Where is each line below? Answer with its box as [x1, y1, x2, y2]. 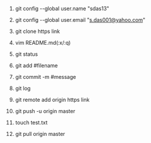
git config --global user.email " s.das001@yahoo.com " [15, 16, 146, 23]
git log [15, 85, 31, 92]
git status [15, 51, 38, 58]
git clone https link [15, 28, 61, 35]
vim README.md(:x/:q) [15, 39, 71, 46]
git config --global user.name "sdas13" [15, 5, 109, 12]
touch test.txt [15, 119, 48, 126]
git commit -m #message [15, 74, 76, 80]
